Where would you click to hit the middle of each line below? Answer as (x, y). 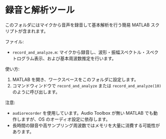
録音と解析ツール (40, 10)
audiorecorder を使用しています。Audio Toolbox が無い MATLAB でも (83, 113)
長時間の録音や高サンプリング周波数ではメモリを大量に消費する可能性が (86, 125)
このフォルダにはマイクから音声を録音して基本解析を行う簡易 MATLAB (78, 25)
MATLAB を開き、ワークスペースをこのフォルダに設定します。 (75, 79)
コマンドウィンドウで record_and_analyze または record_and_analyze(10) (87, 85)
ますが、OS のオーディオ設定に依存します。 (66, 119)
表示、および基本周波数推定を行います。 (75, 58)
